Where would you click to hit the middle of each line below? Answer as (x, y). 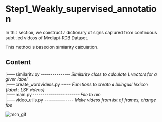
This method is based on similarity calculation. (52, 47)
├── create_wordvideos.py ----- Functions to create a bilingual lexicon (77, 84)
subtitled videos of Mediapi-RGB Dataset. (47, 38)
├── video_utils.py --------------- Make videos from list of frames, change (81, 100)
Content (18, 62)
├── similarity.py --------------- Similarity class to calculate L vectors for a (81, 74)
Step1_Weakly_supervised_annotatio (81, 9)
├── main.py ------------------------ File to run (53, 94)
